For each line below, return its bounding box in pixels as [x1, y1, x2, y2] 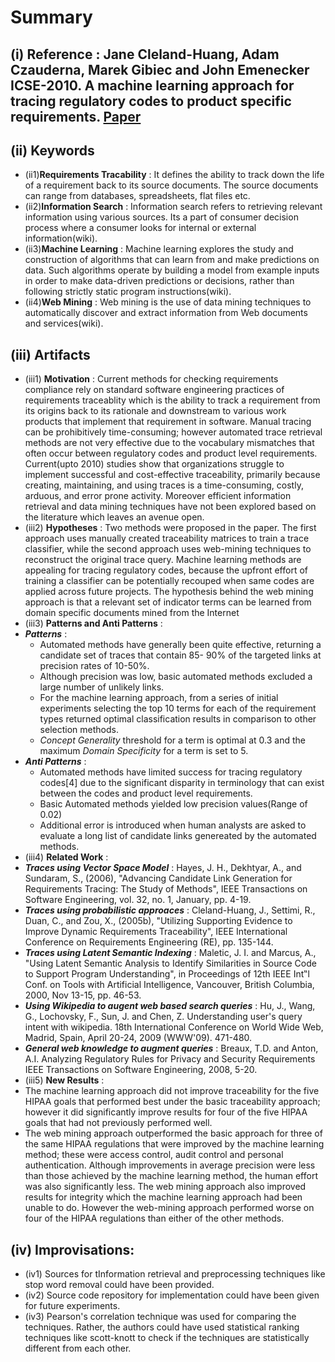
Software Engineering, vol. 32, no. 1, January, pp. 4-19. [24, 894, 252, 906]
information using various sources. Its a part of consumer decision [24, 211, 299, 223]
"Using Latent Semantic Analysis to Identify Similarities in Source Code [24, 957, 317, 970]
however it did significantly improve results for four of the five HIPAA [24, 1106, 308, 1118]
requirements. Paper [10, 108, 142, 125]
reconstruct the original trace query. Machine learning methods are [24, 554, 302, 566]
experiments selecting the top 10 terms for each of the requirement [39, 702, 317, 715]
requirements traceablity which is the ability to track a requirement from [24, 394, 321, 406]
